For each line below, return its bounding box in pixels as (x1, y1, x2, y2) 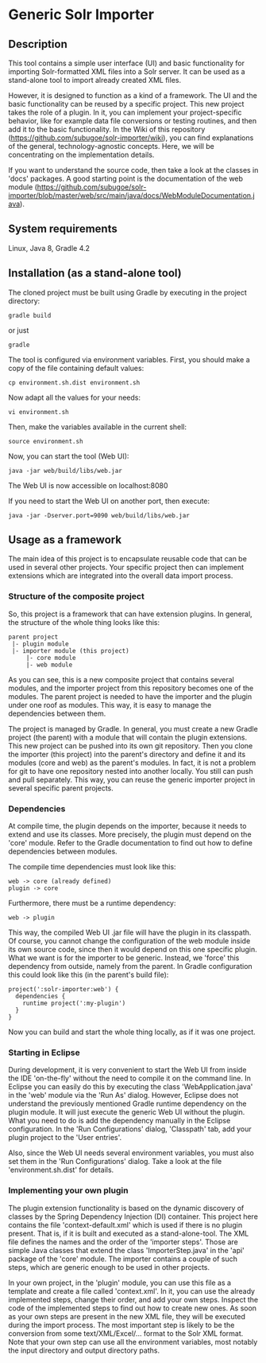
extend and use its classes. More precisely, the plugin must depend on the (8, 830, 252, 839)
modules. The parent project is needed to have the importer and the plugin (8, 691, 253, 701)
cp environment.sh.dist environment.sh (8, 378, 141, 387)
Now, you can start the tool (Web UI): (8, 451, 129, 461)
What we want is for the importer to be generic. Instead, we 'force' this (8, 953, 240, 963)
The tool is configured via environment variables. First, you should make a (8, 354, 250, 364)
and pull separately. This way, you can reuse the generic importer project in (8, 775, 256, 784)
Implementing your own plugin (8, 1185, 129, 1196)
